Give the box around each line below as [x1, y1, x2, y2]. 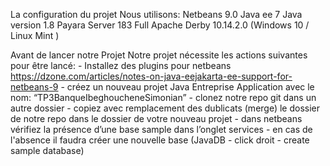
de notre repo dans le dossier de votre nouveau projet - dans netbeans [10, 113, 303, 124]
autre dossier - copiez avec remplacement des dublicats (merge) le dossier [10, 102, 321, 114]
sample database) [10, 145, 85, 156]
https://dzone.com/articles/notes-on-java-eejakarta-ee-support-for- [10, 70, 293, 82]
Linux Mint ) [10, 30, 60, 41]
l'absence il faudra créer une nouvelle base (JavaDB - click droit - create [10, 134, 310, 146]
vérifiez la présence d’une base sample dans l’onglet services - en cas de [10, 124, 313, 135]
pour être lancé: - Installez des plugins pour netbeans [10, 60, 232, 71]
